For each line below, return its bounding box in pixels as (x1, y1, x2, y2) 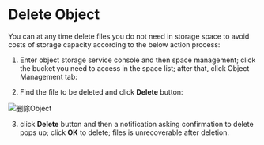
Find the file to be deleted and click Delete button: (19, 87, 183, 96)
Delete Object (8, 6, 100, 24)
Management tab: (19, 72, 77, 81)
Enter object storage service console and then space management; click (19, 55, 256, 65)
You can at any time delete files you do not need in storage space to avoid (8, 32, 250, 41)
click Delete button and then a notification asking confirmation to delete (19, 119, 255, 128)
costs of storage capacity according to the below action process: (8, 39, 221, 49)
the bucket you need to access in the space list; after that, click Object (19, 63, 250, 72)
